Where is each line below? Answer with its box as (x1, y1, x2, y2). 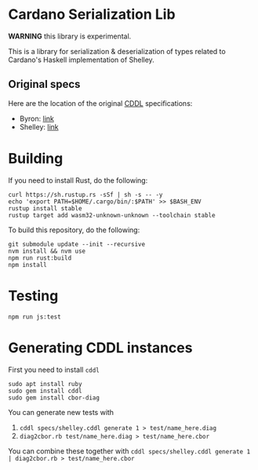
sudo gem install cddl (8, 387, 82, 395)
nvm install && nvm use (8, 247, 86, 255)
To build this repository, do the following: (8, 225, 140, 235)
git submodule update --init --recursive (8, 240, 146, 248)
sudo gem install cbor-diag (8, 394, 100, 402)
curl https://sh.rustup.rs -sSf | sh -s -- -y (8, 191, 163, 199)
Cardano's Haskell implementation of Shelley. (8, 55, 154, 64)
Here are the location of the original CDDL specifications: (8, 98, 193, 107)
